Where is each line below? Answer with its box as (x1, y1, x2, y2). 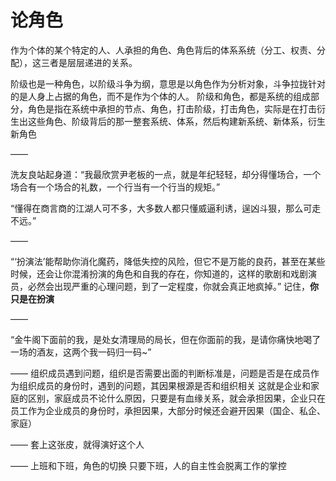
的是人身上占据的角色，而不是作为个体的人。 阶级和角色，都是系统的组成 (10, 90, 311, 102)
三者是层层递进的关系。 (40, 56, 138, 68)
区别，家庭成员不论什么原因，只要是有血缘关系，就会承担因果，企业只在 (27, 392, 326, 404)
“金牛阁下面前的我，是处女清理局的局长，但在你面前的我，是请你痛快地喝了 (10, 333, 322, 345)
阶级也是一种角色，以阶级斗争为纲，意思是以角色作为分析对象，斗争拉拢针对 (10, 77, 326, 90)
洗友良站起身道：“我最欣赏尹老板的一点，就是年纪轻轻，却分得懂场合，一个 (10, 168, 322, 180)
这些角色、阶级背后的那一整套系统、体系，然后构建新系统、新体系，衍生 (27, 115, 326, 127)
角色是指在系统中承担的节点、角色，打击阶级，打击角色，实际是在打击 (27, 102, 317, 115)
